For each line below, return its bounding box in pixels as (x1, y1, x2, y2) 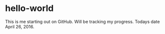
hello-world (5, 3, 54, 14)
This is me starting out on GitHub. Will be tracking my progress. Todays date (5, 19, 160, 24)
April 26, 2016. (5, 23, 34, 29)
